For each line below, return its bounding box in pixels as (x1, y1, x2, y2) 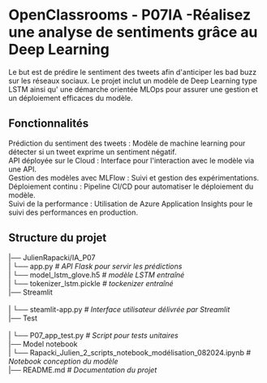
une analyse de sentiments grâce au (8, 23, 258, 41)
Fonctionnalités (8, 116, 89, 131)
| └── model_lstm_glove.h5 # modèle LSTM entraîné (8, 270, 185, 280)
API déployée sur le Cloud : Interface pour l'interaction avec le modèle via (8, 155, 255, 165)
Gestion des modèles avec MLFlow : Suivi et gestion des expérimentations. (8, 172, 260, 182)
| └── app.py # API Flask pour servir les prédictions (8, 261, 183, 271)
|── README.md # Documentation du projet (8, 364, 157, 375)
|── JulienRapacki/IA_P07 (8, 252, 96, 262)
